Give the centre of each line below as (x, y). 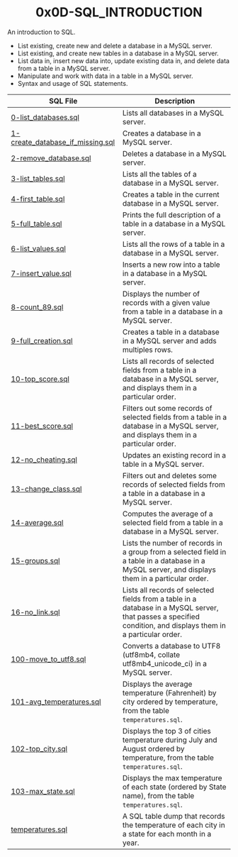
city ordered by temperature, (170, 702)
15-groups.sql (35, 560)
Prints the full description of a (172, 215)
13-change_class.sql (46, 489)
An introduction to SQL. (41, 32)
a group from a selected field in (175, 552)
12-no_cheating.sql (44, 460)
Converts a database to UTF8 (172, 646)
